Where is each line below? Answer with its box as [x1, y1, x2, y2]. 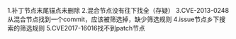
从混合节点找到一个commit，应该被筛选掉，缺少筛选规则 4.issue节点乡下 [7, 15, 220, 23]
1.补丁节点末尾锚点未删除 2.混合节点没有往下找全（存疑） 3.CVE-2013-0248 [7, 6, 229, 14]
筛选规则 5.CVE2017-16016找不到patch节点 [19, 24, 145, 32]
